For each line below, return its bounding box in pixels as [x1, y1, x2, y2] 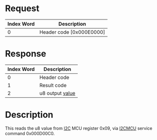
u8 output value [39, 89, 75, 96]
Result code [39, 82, 67, 88]
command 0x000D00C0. [5, 130, 55, 136]
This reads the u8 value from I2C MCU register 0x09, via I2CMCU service [5, 125, 153, 131]
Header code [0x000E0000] [39, 29, 105, 35]
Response [5, 48, 47, 59]
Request [5, 3, 40, 14]
